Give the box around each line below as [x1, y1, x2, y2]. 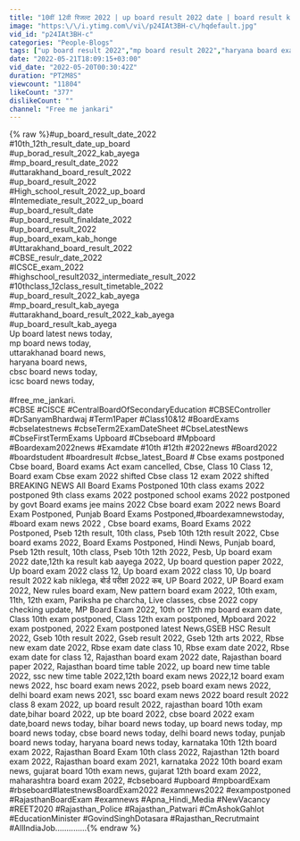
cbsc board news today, [9, 366, 98, 377]
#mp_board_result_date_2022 [9, 157, 119, 168]
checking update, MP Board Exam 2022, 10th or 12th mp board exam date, [9, 604, 283, 615]
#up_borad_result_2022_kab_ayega [9, 148, 140, 159]
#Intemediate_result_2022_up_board [9, 196, 144, 206]
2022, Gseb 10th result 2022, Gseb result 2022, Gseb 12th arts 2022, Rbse [9, 633, 284, 643]
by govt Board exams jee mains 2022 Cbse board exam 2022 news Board [9, 500, 281, 510]
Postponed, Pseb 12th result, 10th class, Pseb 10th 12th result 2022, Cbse [9, 528, 279, 539]
